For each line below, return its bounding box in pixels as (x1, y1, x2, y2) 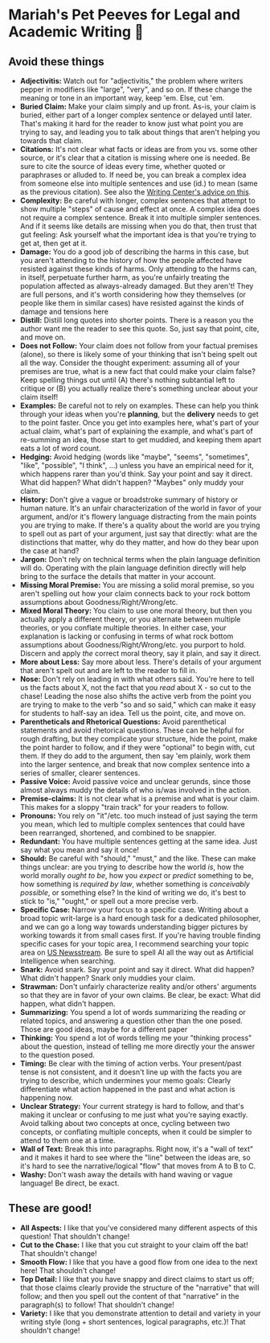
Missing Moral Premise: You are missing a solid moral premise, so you (19, 581, 255, 589)
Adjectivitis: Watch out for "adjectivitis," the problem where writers (19, 76, 243, 85)
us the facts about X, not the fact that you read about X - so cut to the (19, 683, 252, 692)
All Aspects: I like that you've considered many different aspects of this (19, 1222, 258, 1232)
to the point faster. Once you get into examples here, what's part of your (19, 418, 260, 427)
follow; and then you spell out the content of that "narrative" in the (19, 1291, 239, 1300)
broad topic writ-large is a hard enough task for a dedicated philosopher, (19, 914, 261, 922)
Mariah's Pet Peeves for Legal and (8, 6, 241, 24)
